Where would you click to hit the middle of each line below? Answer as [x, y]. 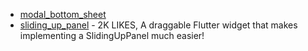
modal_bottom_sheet [63, 14]
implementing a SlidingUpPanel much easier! [112, 35]
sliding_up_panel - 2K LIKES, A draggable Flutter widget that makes [158, 25]
